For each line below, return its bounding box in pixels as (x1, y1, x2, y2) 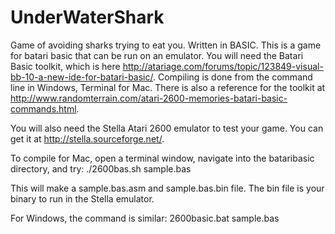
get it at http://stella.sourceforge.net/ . (10, 132, 165, 145)
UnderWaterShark (10, 6, 165, 29)
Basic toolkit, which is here (10, 60, 121, 72)
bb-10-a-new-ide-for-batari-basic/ (10, 71, 153, 83)
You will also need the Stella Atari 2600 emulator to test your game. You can (10, 122, 324, 134)
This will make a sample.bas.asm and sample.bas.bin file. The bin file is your (10, 182, 325, 194)
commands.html (10, 102, 77, 115)
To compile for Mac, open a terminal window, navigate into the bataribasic (10, 152, 315, 164)
